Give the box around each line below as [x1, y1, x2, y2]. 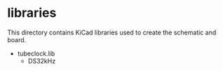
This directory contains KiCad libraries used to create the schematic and [7, 28, 217, 37]
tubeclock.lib [17, 49, 55, 58]
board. [7, 35, 27, 44]
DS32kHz [27, 56, 56, 65]
